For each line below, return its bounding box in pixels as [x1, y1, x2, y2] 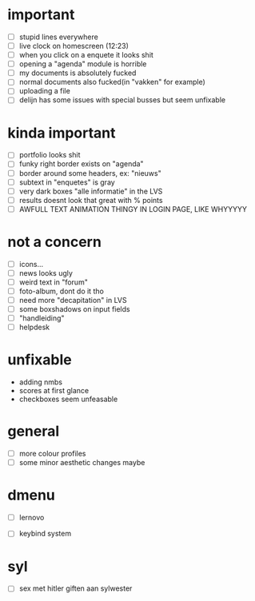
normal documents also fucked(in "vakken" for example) [18, 78, 205, 87]
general [7, 422, 60, 440]
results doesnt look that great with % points [18, 195, 163, 205]
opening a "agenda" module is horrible [18, 59, 147, 69]
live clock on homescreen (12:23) [18, 42, 129, 50]
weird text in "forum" [18, 277, 89, 287]
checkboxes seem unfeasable [18, 394, 118, 404]
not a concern [7, 233, 102, 251]
